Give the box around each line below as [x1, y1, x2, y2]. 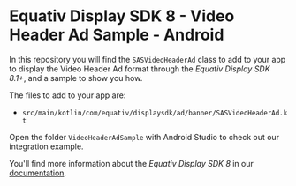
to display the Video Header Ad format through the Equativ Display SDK [9, 63, 271, 74]
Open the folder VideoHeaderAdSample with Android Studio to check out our [9, 131, 280, 142]
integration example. [9, 141, 84, 152]
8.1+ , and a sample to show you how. [9, 72, 143, 83]
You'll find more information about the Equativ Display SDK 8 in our [9, 158, 254, 168]
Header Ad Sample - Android [9, 25, 224, 45]
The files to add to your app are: [9, 90, 126, 100]
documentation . [9, 167, 67, 178]
